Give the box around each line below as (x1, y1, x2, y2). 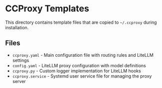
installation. (5, 24, 29, 30)
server (12, 78, 26, 84)
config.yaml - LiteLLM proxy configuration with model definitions (12, 62, 146, 68)
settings (12, 57, 29, 63)
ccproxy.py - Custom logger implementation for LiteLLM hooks (12, 68, 141, 74)
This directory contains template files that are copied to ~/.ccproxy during (5, 19, 157, 25)
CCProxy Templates (5, 3, 90, 14)
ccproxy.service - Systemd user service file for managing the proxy (12, 73, 152, 79)
